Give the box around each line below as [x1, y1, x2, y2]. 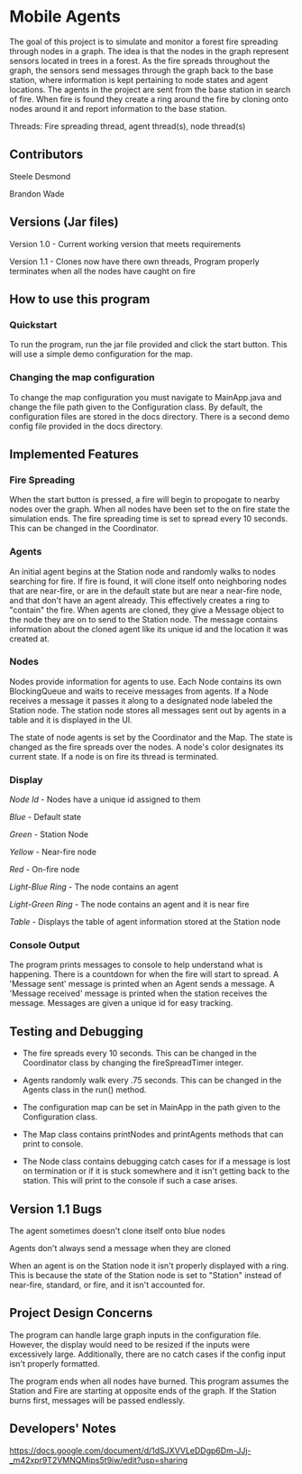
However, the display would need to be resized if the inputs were [9, 1339, 251, 1350]
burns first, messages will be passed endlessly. [9, 1395, 186, 1405]
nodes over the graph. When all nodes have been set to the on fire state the [9, 503, 290, 515]
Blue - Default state [9, 812, 82, 823]
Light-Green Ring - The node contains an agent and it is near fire [9, 899, 250, 910]
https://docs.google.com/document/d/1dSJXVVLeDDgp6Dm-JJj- [9, 1445, 252, 1456]
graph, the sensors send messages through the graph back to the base [9, 65, 274, 76]
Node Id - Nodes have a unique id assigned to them [9, 794, 201, 805]
